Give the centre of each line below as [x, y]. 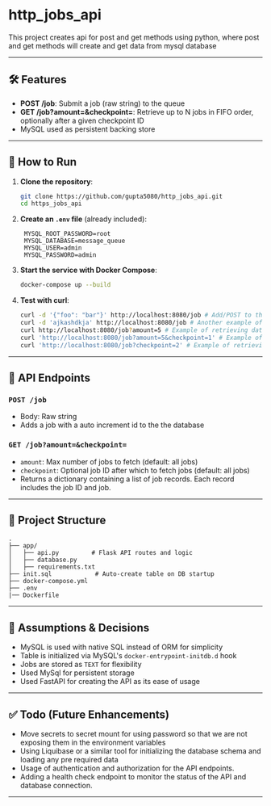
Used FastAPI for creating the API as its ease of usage [110, 682]
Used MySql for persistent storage [77, 673]
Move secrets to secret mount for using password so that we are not [133, 733]
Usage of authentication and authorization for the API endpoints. [127, 768]
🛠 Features [38, 80]
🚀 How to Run [43, 162]
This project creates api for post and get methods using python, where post [134, 37]
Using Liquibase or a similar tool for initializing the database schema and [140, 751]
